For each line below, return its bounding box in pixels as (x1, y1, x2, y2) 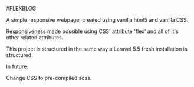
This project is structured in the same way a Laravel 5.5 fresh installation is (6, 45, 188, 52)
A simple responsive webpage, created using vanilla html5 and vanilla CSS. (6, 16, 189, 23)
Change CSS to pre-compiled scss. (6, 75, 92, 81)
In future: (6, 63, 28, 70)
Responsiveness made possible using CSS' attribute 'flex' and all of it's (6, 28, 179, 35)
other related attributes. (6, 34, 64, 41)
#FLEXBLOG (6, 5, 37, 12)
